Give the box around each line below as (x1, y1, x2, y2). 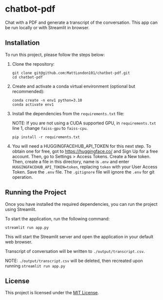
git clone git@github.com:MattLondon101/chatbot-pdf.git (12, 71, 130, 75)
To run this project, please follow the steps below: (5, 52, 105, 57)
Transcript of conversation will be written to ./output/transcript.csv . (5, 248, 145, 254)
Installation (5, 39, 40, 47)
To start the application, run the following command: (5, 215, 110, 222)
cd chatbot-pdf (12, 74, 43, 80)
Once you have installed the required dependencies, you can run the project (5, 201, 158, 207)
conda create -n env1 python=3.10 (12, 98, 82, 103)
